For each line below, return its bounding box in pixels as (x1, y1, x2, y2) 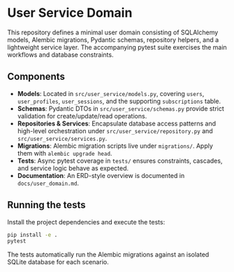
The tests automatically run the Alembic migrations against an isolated (7, 250, 210, 259)
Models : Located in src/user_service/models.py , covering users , (17, 89, 205, 97)
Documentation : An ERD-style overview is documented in (17, 171, 185, 179)
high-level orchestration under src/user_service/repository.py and (17, 126, 213, 135)
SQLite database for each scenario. (7, 258, 110, 266)
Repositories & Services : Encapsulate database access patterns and (17, 119, 217, 128)
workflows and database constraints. (7, 50, 114, 59)
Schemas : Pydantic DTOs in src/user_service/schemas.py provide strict (17, 104, 225, 113)
